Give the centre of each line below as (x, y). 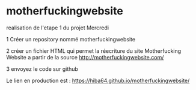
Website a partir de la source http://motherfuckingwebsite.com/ (85, 57)
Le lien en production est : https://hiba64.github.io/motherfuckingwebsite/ (98, 80)
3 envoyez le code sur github (42, 69)
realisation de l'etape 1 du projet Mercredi (58, 28)
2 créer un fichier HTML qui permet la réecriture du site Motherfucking (94, 51)
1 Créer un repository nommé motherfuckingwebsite (71, 39)
